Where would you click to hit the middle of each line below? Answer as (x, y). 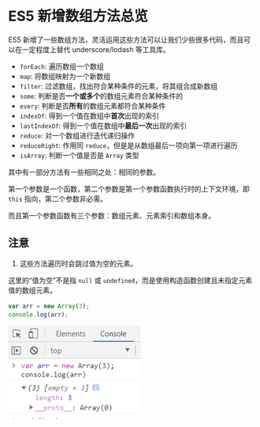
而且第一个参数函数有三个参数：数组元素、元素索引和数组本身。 (111, 215)
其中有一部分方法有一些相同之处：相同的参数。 (84, 172)
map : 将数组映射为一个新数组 (65, 76)
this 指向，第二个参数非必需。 (58, 198)
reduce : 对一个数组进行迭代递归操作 (77, 135)
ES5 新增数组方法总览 (78, 16)
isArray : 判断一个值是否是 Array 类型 (79, 155)
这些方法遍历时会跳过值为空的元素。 (78, 263)
